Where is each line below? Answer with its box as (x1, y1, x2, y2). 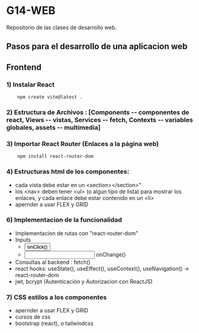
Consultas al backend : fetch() (15, 258, 91, 266)
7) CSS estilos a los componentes (6, 293, 107, 301)
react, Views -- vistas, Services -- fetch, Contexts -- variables (6, 115, 193, 124)
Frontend (6, 62, 42, 72)
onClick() (27, 244, 48, 250)
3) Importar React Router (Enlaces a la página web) (6, 139, 159, 148)
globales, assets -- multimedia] (6, 123, 101, 131)
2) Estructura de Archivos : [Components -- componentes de (6, 108, 189, 116)
